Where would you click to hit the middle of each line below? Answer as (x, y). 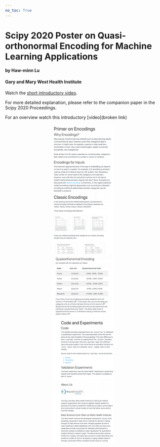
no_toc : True (19, 10)
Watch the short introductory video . (41, 93)
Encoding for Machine (106, 46)
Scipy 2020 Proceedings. (31, 108)
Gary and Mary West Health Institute (43, 82)
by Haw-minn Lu (22, 70)
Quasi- (112, 35)
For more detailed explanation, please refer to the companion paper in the (80, 102)
